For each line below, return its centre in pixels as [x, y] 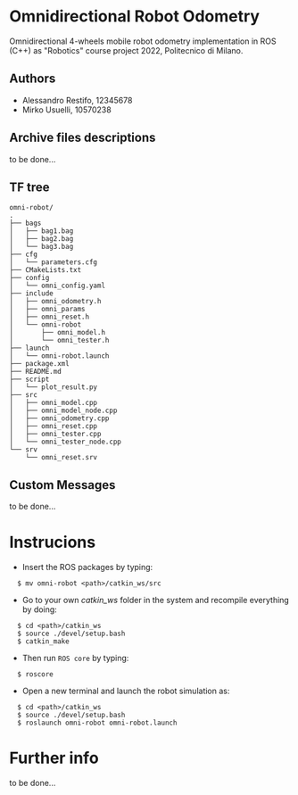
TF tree [30, 187]
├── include [31, 294]
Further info [54, 758]
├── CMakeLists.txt [46, 270]
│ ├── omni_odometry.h [55, 302]
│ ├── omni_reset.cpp [54, 426]
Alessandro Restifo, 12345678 [77, 100]
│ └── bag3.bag [41, 247]
